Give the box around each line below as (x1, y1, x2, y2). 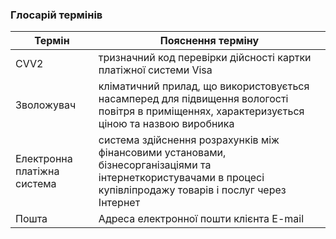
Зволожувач (15, 98, 77, 112)
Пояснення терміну (159, 34, 260, 48)
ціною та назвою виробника (98, 117, 235, 131)
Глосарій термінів (10, 8, 103, 22)
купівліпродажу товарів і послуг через (98, 183, 287, 197)
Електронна (15, 152, 73, 166)
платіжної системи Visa (98, 63, 213, 77)
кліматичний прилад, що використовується (98, 79, 310, 93)
